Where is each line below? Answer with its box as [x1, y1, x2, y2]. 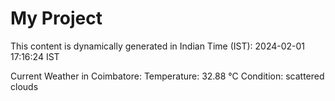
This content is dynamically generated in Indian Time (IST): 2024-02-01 [10, 40, 306, 52]
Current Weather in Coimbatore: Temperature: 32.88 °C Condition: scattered [10, 70, 325, 82]
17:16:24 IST [10, 50, 60, 62]
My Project [10, 7, 103, 30]
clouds [10, 80, 39, 92]
